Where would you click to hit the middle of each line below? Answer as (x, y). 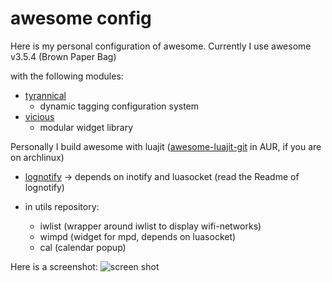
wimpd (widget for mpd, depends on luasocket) (138, 236)
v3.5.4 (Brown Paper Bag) (63, 56)
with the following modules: (67, 76)
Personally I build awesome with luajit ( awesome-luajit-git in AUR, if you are (166, 146)
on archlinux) (37, 157)
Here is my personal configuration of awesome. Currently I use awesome (161, 46)
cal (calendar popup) (83, 247)
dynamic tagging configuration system (119, 106)
